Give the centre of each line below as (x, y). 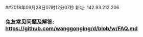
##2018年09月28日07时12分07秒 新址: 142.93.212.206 (62, 7)
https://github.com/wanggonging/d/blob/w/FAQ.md (71, 28)
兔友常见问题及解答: (30, 22)
